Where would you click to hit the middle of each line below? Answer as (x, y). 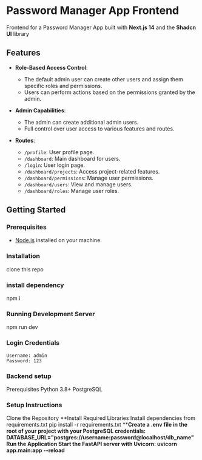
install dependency (35, 285)
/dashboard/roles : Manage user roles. (72, 191)
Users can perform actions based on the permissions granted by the (109, 92)
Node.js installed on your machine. (58, 240)
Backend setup (29, 376)
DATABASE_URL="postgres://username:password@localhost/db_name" (100, 438)
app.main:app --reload (35, 450)
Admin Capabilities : (40, 110)
